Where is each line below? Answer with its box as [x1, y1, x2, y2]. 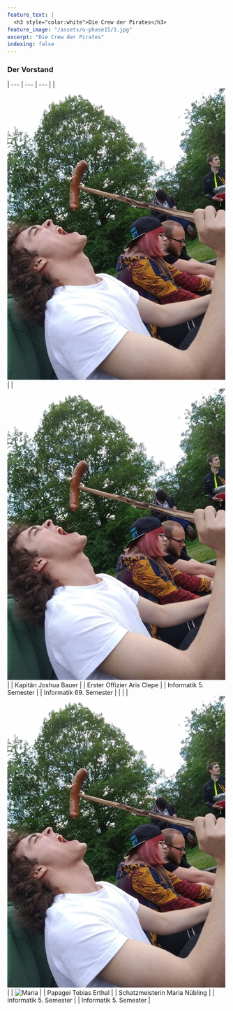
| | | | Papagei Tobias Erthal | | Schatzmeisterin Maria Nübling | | [7, 989, 215, 997]
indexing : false [7, 41, 54, 48]
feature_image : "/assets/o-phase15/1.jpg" [7, 26, 133, 33]
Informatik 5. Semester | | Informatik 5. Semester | [7, 996, 151, 1005]
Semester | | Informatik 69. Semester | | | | [7, 689, 128, 697]
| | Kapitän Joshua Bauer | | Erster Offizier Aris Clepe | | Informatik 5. [7, 681, 204, 689]
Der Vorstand [7, 65, 54, 75]
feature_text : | [7, 11, 54, 18]
